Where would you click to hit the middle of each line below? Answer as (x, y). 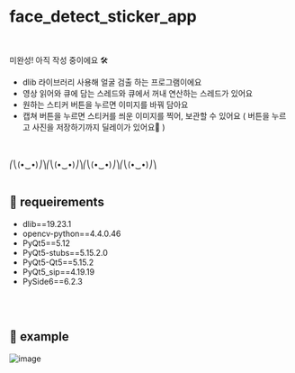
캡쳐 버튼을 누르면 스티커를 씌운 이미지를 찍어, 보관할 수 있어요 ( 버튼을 (146, 115)
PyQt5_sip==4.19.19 (58, 271)
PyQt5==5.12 (46, 243)
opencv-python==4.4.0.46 (72, 233)
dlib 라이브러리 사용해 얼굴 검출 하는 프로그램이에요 (112, 82)
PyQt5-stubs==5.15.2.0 (65, 252)
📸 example (39, 337)
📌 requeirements (57, 202)
